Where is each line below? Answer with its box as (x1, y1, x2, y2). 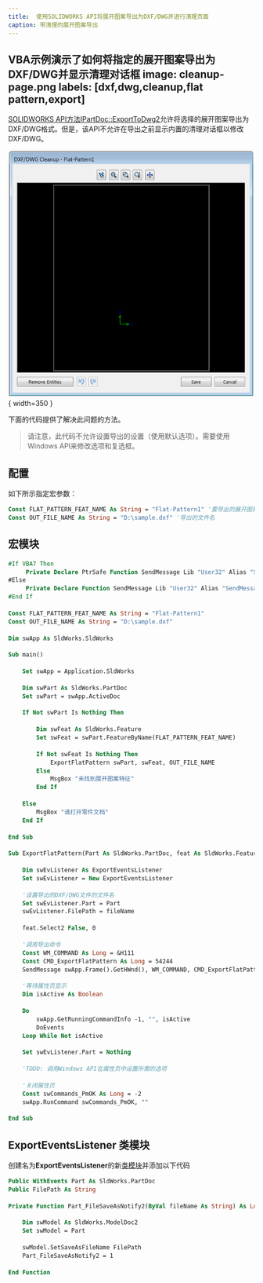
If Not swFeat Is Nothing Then (36, 750, 139, 758)
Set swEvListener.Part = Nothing (22, 1048, 131, 1056)
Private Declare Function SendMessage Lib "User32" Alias (25, 585, 219, 593)
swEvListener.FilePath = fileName (22, 908, 135, 916)
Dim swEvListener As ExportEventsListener (22, 866, 163, 875)
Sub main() (8, 651, 44, 659)
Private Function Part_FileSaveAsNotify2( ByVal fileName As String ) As (8, 1202, 247, 1210)
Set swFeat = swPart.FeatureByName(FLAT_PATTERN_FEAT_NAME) (36, 734, 236, 742)
